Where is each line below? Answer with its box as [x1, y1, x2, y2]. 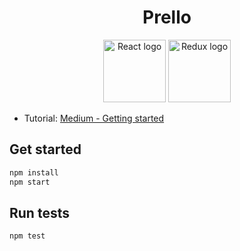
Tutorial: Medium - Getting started [23, 112, 165, 124]
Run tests [9, 204, 70, 221]
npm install [9, 167, 59, 178]
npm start [9, 177, 51, 187]
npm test [9, 231, 46, 241]
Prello [142, 6, 192, 29]
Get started [9, 141, 82, 158]
